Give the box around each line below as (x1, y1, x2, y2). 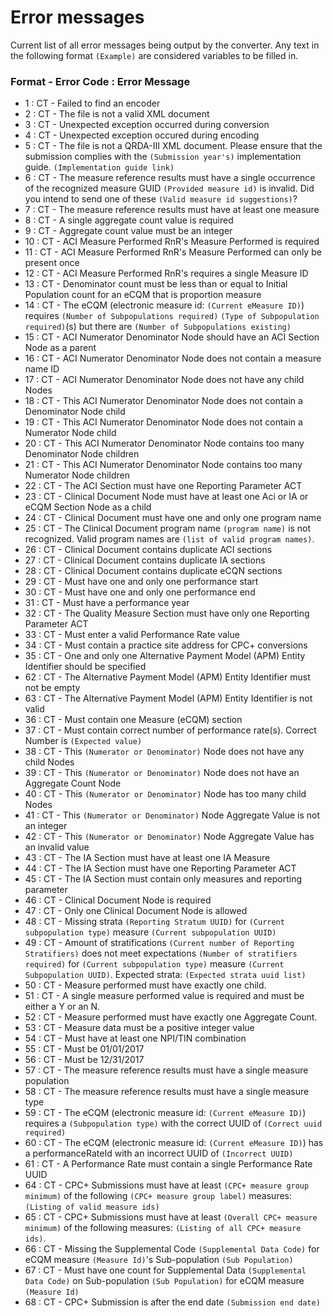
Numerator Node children (24, 469, 130, 481)
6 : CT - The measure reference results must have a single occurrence (24, 172, 316, 184)
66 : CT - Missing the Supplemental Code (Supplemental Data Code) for (24, 1243, 320, 1255)
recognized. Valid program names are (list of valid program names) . (24, 533, 315, 545)
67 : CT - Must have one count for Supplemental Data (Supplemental (24, 1264, 307, 1276)
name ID (24, 363, 60, 375)
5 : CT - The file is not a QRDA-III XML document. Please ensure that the (24, 140, 323, 152)
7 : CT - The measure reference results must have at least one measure (24, 204, 320, 216)
